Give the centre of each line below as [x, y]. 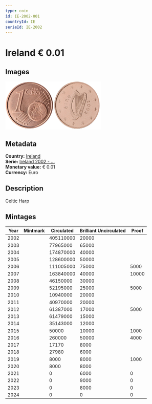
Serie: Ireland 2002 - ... [30, 162]
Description [24, 189]
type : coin [17, 11]
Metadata [21, 144]
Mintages [21, 217]
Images [17, 72]
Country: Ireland [23, 156]
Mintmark [34, 231]
